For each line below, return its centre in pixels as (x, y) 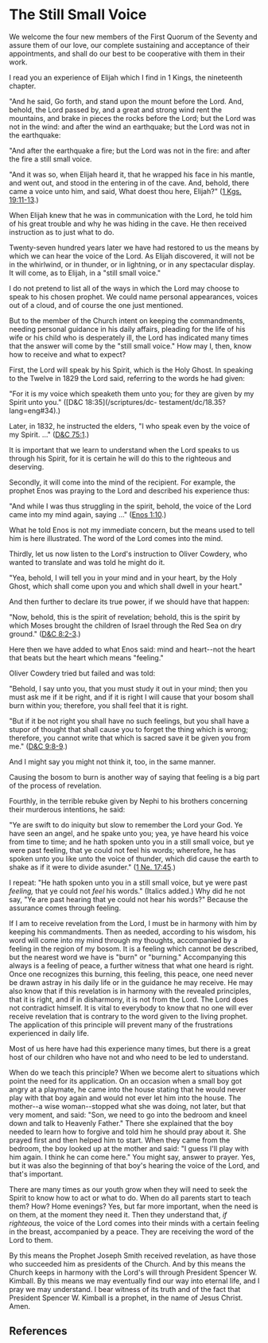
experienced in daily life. (49, 1033)
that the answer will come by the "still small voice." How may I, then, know (130, 346)
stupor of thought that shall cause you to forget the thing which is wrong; (129, 729)
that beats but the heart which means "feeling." (86, 657)
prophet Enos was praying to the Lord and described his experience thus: (129, 490)
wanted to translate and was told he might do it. (87, 562)
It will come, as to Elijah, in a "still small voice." (85, 273)
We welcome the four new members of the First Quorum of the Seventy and (133, 37)
